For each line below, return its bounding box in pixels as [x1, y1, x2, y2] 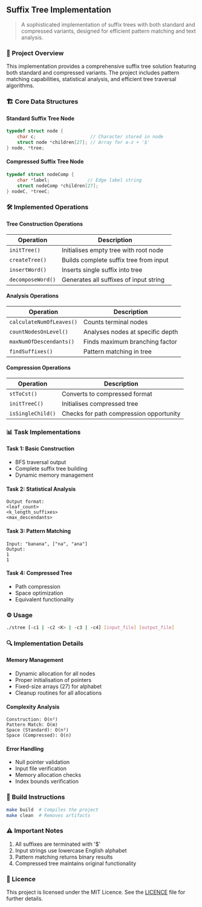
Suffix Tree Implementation [6, 5, 112, 15]
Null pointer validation [15, 759, 70, 766]
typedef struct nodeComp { [6, 171, 74, 177]
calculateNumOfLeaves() [9, 318, 78, 326]
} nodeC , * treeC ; [6, 188, 50, 194]
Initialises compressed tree [61, 399, 138, 408]
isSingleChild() [9, 410, 56, 417]
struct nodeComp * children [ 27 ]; [17, 183, 99, 189]
